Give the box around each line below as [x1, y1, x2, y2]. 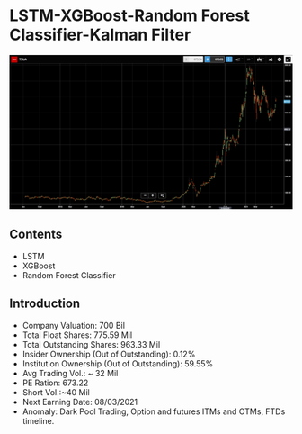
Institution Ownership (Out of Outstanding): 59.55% [22, 357, 214, 369]
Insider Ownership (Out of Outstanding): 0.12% [22, 348, 196, 359]
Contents [9, 227, 63, 242]
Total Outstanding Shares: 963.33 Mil [22, 339, 161, 349]
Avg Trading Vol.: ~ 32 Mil [22, 367, 119, 378]
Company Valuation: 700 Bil [22, 320, 126, 330]
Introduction [9, 296, 81, 312]
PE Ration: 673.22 [22, 377, 89, 388]
